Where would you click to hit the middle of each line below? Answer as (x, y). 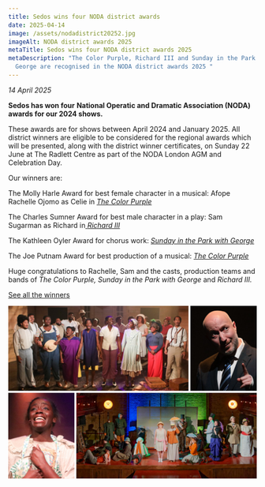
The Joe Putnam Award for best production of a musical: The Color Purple (129, 256)
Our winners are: (35, 178)
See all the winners (39, 294)
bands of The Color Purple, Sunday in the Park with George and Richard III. (130, 279)
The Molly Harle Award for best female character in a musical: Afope (119, 193)
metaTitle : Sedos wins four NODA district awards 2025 (100, 50)
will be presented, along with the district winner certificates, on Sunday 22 (129, 145)
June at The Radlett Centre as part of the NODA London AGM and (115, 154)
